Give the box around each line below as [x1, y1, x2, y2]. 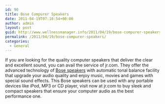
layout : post [5, 25, 32, 30]
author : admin [5, 21, 34, 26]
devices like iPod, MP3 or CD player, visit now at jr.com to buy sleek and [5, 83, 151, 88]
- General [9, 43, 29, 48]
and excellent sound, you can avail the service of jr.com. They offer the [5, 62, 149, 68]
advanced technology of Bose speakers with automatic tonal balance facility [5, 67, 160, 73]
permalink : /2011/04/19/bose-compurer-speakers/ [5, 35, 107, 40]
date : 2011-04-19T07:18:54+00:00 [5, 16, 74, 21]
